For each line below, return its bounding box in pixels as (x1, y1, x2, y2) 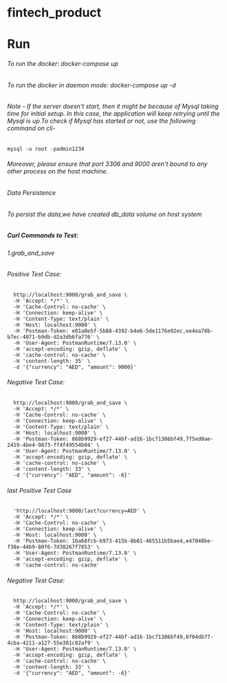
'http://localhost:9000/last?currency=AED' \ (13, 507, 147, 514)
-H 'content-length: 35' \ (13, 357, 91, 364)
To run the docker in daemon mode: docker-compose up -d (7, 81, 177, 89)
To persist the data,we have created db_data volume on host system (7, 210, 202, 218)
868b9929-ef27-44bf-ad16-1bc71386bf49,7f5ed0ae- (72, 436, 214, 443)
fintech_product (7, 5, 102, 21)
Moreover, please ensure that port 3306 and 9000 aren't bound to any (7, 160, 208, 168)
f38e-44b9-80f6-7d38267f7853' (7, 544, 94, 551)
